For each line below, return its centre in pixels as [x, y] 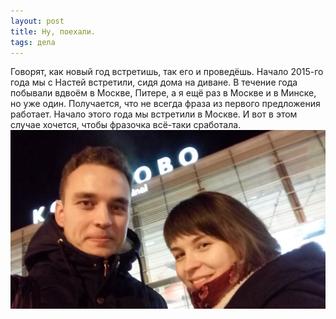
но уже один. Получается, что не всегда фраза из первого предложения [165, 104]
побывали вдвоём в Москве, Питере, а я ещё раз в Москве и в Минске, [163, 93]
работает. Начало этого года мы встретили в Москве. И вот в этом [154, 114]
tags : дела [33, 42]
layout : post [37, 21]
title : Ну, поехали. [53, 31]
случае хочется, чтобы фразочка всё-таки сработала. [126, 125]
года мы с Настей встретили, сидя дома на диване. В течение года [154, 82]
